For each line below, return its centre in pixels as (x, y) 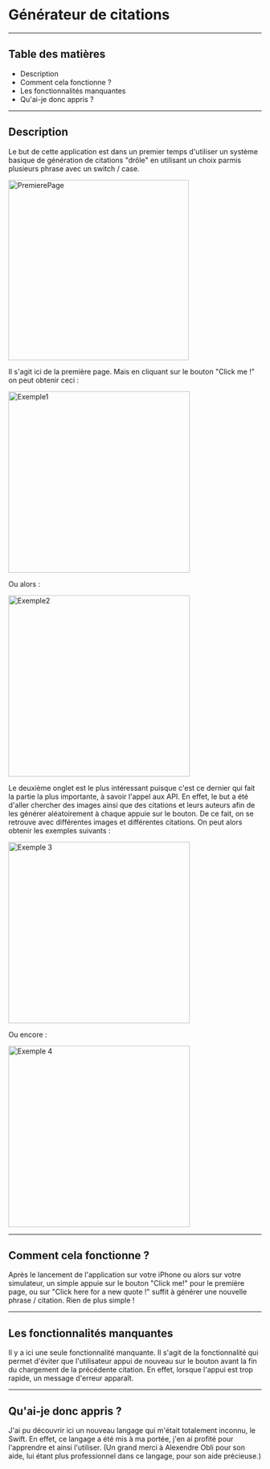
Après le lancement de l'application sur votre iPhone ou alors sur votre (125, 1275)
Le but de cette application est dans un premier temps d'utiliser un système (133, 151)
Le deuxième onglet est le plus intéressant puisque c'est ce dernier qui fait (132, 788)
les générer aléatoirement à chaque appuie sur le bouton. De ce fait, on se (131, 813)
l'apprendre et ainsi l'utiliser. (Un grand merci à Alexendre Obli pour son (127, 1447)
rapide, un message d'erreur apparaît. (71, 1378)
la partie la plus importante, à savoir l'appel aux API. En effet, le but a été (129, 796)
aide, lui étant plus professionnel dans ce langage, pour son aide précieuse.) (135, 1456)
